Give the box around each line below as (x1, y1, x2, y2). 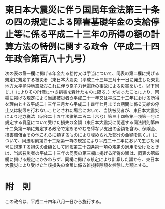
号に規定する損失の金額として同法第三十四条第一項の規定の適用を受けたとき (5, 144, 160, 150)
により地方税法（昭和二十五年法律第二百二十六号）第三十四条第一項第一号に (5, 113, 160, 119)
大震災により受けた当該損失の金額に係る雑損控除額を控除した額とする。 (5, 162, 151, 168)
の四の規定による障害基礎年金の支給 (5, 17, 151, 28)
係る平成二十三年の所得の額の (31, 29, 151, 40)
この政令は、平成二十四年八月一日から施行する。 (5, 198, 104, 204)
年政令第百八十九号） (5, 53, 92, 65)
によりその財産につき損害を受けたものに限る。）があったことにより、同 (15, 89, 159, 94)
